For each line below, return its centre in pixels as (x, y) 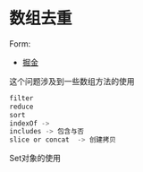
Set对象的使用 (35, 159)
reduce (21, 107)
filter (21, 98)
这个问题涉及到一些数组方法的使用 (72, 81)
